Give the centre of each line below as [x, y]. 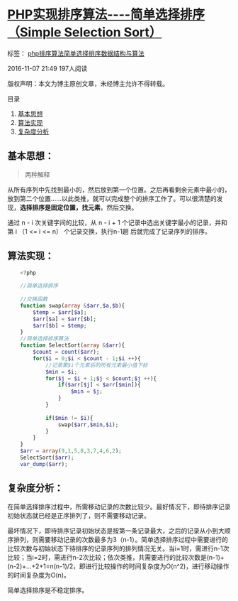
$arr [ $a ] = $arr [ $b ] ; [65, 319]
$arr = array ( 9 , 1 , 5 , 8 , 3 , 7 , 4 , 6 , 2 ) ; [71, 451]
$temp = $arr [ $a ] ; [60, 312]
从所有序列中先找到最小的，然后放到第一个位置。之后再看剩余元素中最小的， [119, 190]
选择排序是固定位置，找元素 [60, 207]
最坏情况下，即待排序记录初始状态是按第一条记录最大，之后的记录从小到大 [116, 531]
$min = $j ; [86, 391]
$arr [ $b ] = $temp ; [60, 325]
